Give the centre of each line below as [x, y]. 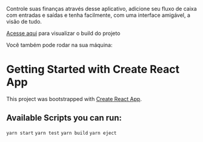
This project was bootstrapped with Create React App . [74, 98]
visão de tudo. [24, 21]
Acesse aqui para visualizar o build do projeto [63, 33]
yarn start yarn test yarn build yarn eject [62, 133]
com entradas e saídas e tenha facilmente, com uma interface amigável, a [98, 15]
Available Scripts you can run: [64, 118]
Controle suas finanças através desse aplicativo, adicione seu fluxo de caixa [101, 9]
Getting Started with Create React [93, 69]
